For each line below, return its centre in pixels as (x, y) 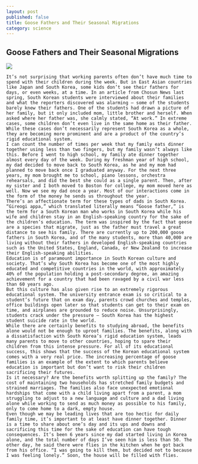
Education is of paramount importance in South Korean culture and (91, 258)
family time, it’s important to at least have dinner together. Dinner (96, 419)
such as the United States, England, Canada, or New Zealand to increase (99, 248)
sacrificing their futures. (41, 373)
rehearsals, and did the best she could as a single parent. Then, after (99, 181)
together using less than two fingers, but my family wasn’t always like (99, 150)
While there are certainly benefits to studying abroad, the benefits (95, 326)
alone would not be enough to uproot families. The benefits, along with (99, 331)
